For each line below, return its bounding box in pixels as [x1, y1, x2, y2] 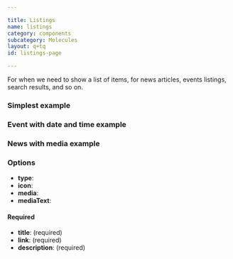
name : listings [7, 23, 53, 31]
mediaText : [17, 197, 52, 205]
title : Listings [7, 16, 55, 23]
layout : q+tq [7, 43, 46, 50]
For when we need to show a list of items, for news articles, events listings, [7, 75, 227, 84]
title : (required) [17, 228, 63, 237]
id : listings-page [7, 50, 62, 57]
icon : [17, 182, 33, 190]
